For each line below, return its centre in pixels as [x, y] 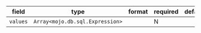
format [138, 11]
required [166, 11]
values [19, 22]
